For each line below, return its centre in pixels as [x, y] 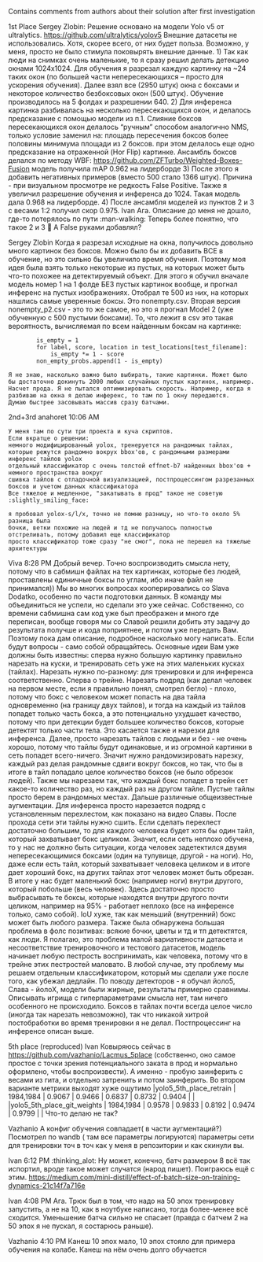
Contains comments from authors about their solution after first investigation [132, 11]
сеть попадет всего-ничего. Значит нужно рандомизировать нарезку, [126, 755]
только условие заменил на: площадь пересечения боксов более [119, 135]
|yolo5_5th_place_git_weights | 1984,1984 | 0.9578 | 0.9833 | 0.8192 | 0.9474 [132, 1105]
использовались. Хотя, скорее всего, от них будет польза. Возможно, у [129, 43]
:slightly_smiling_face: [49, 500]
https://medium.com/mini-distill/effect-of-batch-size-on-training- [135, 1177]
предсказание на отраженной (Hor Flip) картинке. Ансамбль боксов [122, 152]
